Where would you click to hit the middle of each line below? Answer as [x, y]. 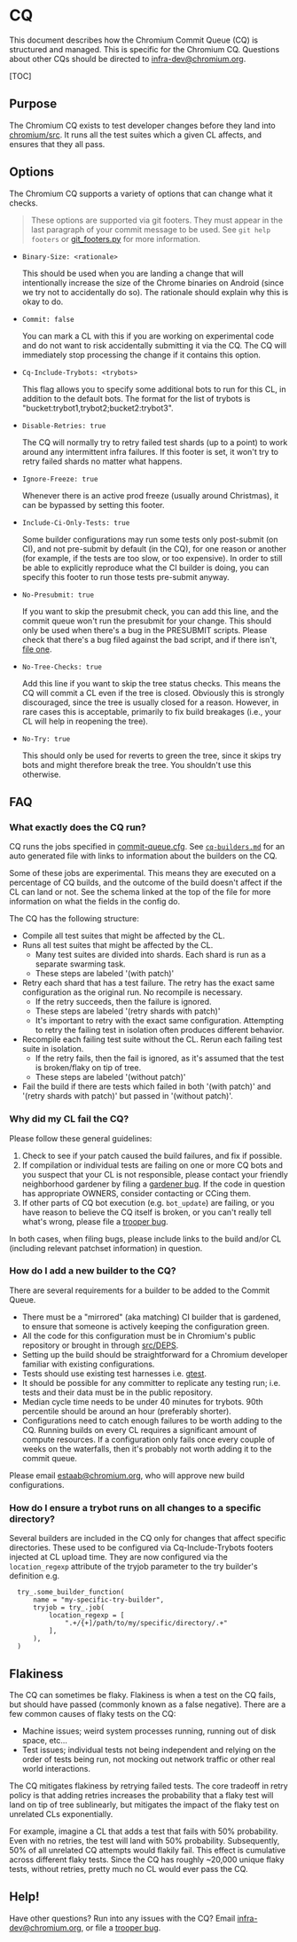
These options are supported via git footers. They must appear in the [157, 220]
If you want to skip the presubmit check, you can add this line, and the [150, 611]
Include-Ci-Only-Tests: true [76, 523]
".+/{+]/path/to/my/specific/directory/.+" [146, 1624]
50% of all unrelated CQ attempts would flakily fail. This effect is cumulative [148, 1850]
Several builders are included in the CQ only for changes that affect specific [148, 1539]
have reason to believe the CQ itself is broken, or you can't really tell [147, 1212]
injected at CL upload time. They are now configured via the [119, 1557]
